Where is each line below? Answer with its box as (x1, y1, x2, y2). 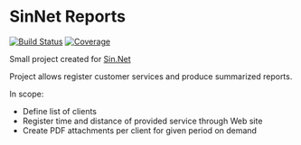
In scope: (9, 88, 44, 99)
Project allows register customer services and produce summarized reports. (9, 70, 293, 82)
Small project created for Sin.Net (9, 53, 131, 64)
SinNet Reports (9, 6, 127, 27)
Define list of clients (22, 105, 98, 116)
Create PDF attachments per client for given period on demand (22, 124, 258, 136)
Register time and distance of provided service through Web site (22, 115, 263, 126)
